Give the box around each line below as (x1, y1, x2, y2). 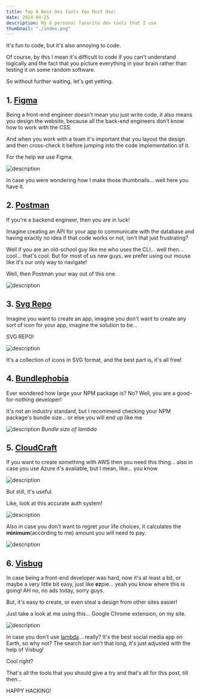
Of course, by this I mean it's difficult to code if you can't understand (6, 53, 177, 60)
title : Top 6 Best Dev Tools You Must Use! (6, 8, 117, 15)
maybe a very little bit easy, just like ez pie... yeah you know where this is (6, 580, 186, 588)
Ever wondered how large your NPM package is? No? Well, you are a (6, 389, 175, 397)
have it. (6, 183, 25, 190)
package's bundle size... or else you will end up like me (6, 414, 143, 421)
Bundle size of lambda (41, 425, 97, 432)
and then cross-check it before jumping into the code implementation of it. (6, 142, 190, 149)
